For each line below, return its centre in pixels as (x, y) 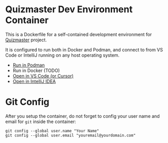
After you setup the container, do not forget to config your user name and (82, 116)
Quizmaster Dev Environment (69, 9)
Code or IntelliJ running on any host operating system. (63, 55)
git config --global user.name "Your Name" (52, 131)
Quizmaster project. (26, 40)
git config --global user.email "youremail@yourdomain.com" (71, 135)
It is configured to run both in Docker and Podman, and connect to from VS (84, 50)
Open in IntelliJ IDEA (34, 81)
